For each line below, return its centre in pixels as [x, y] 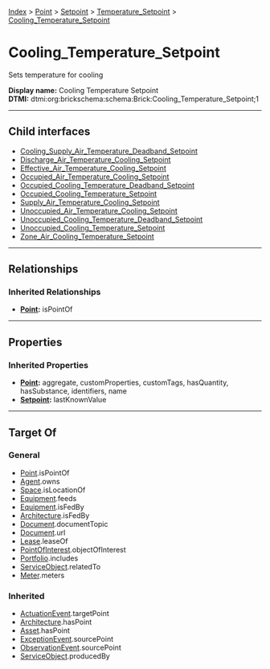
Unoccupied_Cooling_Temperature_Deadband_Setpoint [111, 219]
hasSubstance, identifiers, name [73, 391]
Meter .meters [42, 575]
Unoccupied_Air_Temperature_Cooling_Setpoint [99, 210]
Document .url [43, 532]
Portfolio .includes [49, 558]
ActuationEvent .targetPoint [65, 614]
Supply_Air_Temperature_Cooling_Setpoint [90, 202]
